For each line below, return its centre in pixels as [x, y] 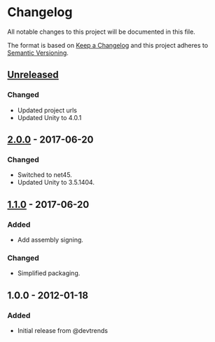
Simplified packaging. [49, 273]
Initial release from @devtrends [63, 330]
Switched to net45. [44, 175]
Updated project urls [47, 110]
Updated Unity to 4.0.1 [49, 117]
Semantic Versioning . [38, 53]
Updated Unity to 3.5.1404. [56, 183]
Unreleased [33, 75]
